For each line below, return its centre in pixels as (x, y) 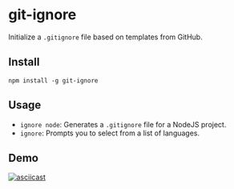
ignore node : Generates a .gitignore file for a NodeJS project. (123, 124)
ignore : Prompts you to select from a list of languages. (110, 133)
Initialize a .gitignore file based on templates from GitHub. (105, 37)
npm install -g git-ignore (53, 80)
